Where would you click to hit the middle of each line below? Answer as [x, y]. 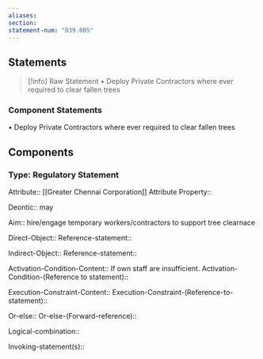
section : [23, 23]
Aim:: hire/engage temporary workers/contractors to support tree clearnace [132, 223]
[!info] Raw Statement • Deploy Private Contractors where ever [130, 81]
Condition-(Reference [44, 277]
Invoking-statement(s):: [46, 347]
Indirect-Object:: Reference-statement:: [72, 253]
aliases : [23, 15]
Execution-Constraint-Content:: [59, 293]
